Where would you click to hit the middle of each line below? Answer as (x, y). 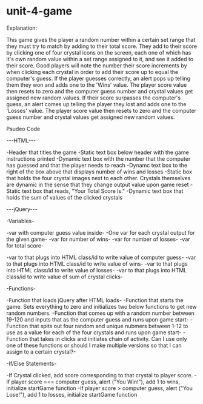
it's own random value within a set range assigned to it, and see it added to (100, 59)
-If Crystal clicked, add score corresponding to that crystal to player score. (100, 375)
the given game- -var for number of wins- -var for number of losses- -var (98, 239)
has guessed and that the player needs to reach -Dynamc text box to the (97, 165)
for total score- (25, 245)
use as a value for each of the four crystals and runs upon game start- (94, 332)
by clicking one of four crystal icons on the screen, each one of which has (99, 52)
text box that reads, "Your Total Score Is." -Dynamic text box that (103, 191)
